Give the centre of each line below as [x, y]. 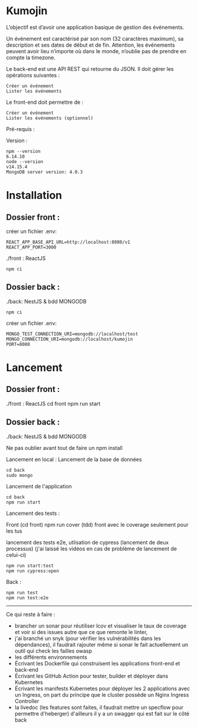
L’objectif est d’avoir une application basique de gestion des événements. [95, 27]
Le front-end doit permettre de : [45, 102]
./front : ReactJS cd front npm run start [53, 403]
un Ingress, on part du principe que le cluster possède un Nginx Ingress [102, 694]
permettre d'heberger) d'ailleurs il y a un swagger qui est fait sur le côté [102, 713]
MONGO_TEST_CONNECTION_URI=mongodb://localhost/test [72, 334]
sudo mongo [19, 475]
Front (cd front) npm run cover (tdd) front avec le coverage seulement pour [97, 524]
